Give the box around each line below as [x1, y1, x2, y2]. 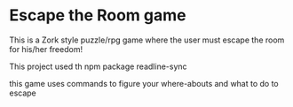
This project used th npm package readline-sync [9, 61, 188, 72]
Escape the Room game [9, 5, 186, 26]
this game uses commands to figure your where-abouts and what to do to [9, 78, 280, 88]
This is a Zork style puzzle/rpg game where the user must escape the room [9, 34, 285, 45]
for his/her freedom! [9, 43, 83, 54]
